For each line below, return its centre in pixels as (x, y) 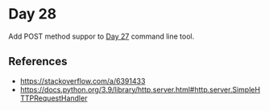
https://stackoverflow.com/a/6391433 (83, 80)
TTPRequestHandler (54, 98)
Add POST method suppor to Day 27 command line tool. (101, 36)
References (38, 62)
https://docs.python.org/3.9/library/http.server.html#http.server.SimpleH (140, 89)
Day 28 (33, 14)
